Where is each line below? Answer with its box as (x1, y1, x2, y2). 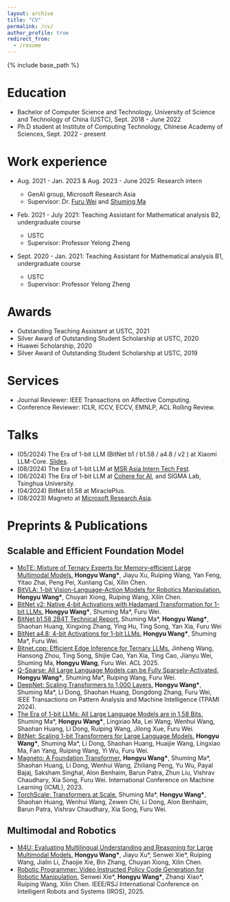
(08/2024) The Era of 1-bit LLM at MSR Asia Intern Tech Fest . (16, 464, 191, 472)
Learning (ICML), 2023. (16, 783, 84, 791)
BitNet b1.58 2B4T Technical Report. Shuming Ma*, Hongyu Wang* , (16, 614, 209, 623)
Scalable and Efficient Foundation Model (7, 545, 184, 557)
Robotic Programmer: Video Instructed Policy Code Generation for (16, 865, 205, 873)
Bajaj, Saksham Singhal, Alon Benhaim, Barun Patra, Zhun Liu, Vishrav (16, 768, 215, 777)
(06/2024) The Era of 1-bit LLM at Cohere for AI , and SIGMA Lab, (16, 472, 201, 480)
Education (7, 85, 67, 101)
